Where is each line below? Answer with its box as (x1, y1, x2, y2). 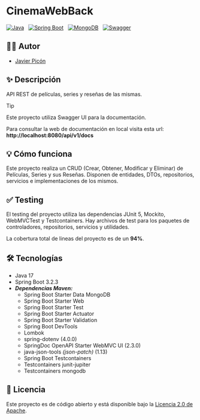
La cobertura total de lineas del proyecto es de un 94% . (6, 235, 144, 242)
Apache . (6, 407, 27, 414)
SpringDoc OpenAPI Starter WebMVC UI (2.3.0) (23, 342, 141, 349)
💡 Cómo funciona (6, 148, 72, 159)
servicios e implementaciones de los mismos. (6, 178, 119, 185)
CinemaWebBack (6, 4, 94, 18)
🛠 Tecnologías (6, 253, 63, 263)
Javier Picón (14, 57, 46, 64)
